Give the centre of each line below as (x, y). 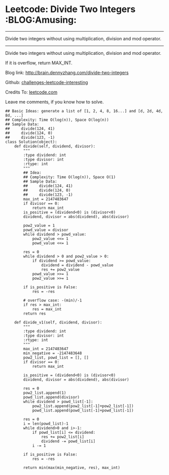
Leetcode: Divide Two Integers (70, 9)
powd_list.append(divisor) (52, 397)
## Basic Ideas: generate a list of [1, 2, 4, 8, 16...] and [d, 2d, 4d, (84, 111)
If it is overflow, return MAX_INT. (39, 63)
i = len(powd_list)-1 (46, 424)
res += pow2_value (60, 269)
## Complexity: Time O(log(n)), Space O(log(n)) (57, 120)
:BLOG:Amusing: (41, 20)
